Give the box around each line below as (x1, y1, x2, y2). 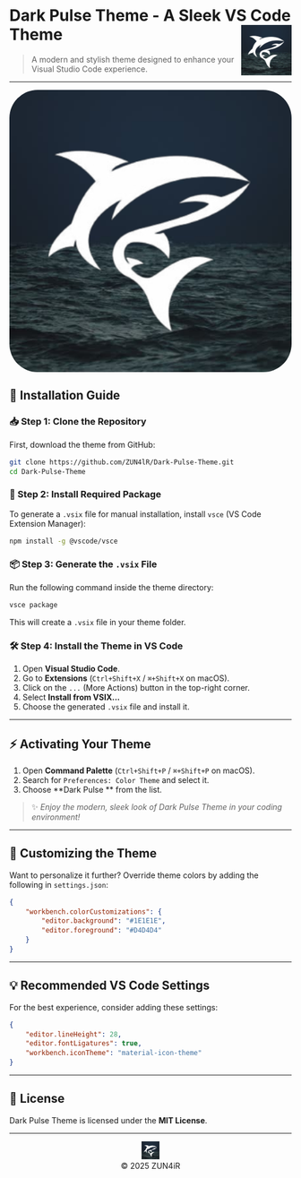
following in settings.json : (9, 879, 109, 890)
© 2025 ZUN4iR (120, 1160, 181, 1171)
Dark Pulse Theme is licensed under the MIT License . (9, 1114, 208, 1125)
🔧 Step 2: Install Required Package (9, 488, 161, 501)
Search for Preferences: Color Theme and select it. (21, 774, 210, 785)
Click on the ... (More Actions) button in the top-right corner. (21, 683, 251, 693)
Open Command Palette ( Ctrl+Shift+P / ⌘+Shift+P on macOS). (21, 765, 255, 776)
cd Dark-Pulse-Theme (9, 467, 87, 476)
